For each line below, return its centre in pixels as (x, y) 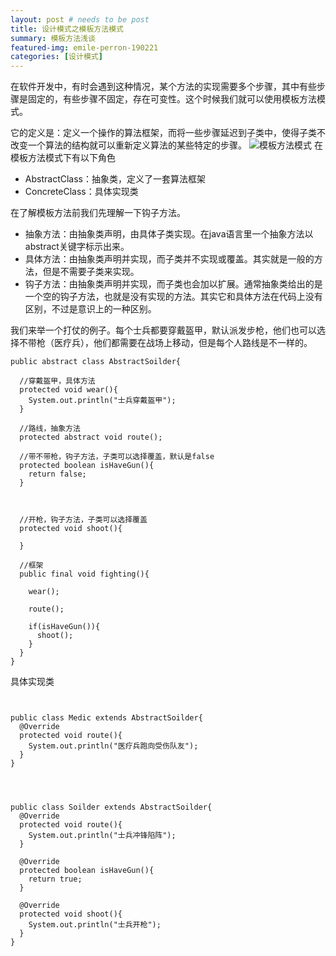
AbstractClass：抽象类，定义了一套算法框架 (115, 179)
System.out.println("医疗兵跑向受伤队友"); (113, 746)
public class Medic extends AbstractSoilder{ (106, 718)
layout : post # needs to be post (80, 19)
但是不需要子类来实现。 (91, 272)
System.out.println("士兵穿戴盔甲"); (102, 401)
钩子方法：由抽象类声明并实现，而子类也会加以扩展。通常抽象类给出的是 (173, 284)
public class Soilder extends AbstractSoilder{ (111, 807)
